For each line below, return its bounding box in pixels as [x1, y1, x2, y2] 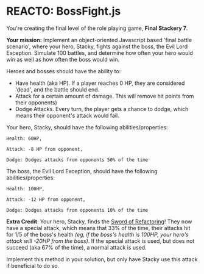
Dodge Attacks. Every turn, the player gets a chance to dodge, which [15, 105, 189, 112]
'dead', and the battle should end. [15, 85, 100, 93]
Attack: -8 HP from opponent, [6, 146, 83, 152]
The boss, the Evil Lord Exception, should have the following [6, 167, 158, 175]
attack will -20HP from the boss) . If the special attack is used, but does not [6, 237, 195, 245]
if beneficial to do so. [6, 262, 60, 269]
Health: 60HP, [6, 135, 43, 142]
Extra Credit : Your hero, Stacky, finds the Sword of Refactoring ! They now [6, 218, 192, 225]
